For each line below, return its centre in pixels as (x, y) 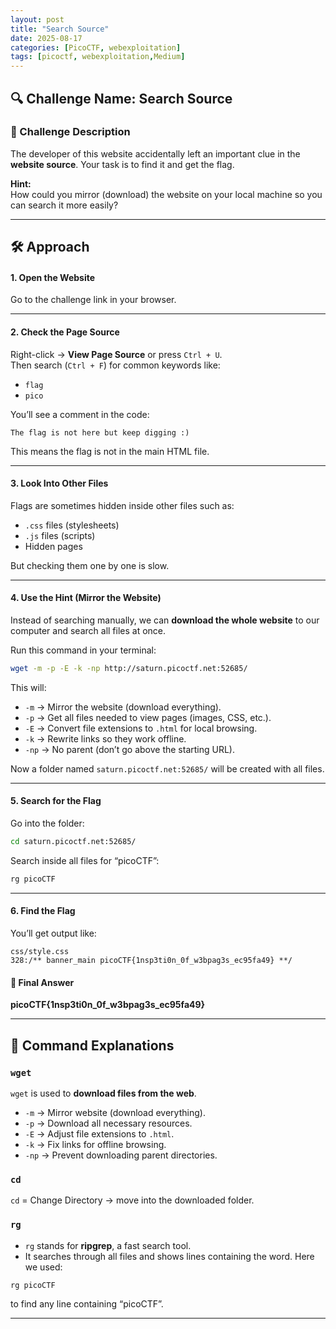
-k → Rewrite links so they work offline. (105, 738)
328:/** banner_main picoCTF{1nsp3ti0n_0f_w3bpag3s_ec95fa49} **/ (151, 961)
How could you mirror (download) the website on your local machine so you (166, 194)
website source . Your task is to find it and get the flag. (122, 164)
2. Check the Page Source (65, 332)
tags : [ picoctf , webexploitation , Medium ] (98, 57)
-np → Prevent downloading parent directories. (121, 1155)
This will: (28, 687)
